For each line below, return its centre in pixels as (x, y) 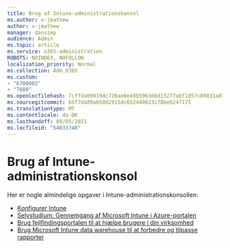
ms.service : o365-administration (55, 52)
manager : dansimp (32, 32)
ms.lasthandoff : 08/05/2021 (47, 121)
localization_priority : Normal (52, 64)
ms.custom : (23, 77)
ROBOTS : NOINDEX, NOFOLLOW (46, 58)
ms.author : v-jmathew (38, 20)
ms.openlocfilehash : (37, 96)
